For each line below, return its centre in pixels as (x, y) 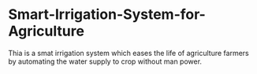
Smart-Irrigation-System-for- (107, 15)
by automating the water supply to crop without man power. (105, 61)
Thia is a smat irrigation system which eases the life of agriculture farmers (129, 53)
